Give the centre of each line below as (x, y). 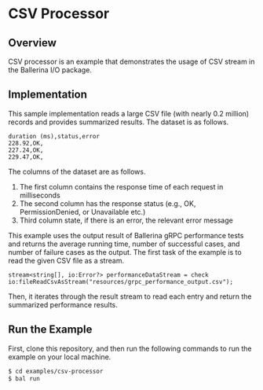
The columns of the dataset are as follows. (77, 171)
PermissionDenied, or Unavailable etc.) (82, 212)
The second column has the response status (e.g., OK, (108, 203)
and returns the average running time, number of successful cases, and (124, 244)
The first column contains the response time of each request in (121, 186)
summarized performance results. (63, 304)
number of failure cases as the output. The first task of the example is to (125, 252)
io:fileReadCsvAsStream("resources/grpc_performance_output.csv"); (121, 281)
